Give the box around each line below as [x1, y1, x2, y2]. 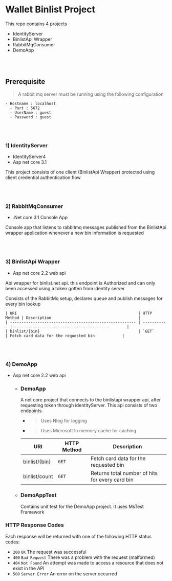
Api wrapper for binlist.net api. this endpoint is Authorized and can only [5, 279, 156, 286]
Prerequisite [5, 77, 46, 86]
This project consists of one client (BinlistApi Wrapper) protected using [5, 169, 155, 175]
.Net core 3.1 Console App [12, 215, 68, 221]
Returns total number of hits [90, 470, 158, 477]
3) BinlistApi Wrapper [5, 258, 60, 266]
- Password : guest [10, 114, 52, 119]
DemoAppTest [20, 491, 57, 499]
